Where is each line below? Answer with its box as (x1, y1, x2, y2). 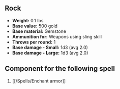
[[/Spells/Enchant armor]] (12, 78, 66, 84)
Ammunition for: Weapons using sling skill (12, 33, 102, 39)
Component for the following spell (5, 64, 115, 73)
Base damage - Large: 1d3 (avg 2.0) (12, 50, 88, 56)
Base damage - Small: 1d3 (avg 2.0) (12, 44, 88, 50)
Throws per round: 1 (12, 39, 56, 45)
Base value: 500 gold (12, 23, 58, 29)
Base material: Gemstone (12, 28, 67, 34)
